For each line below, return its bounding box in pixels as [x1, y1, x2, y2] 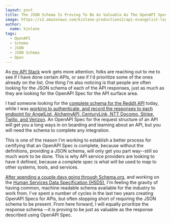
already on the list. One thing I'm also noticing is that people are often [5, 79, 151, 86]
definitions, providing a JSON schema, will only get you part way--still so [5, 148, 158, 154]
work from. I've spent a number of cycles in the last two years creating [5, 190, 154, 197]
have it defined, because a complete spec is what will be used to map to [5, 159, 157, 165]
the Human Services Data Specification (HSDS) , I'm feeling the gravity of [5, 179, 158, 186]
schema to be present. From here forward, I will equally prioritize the [5, 201, 149, 207]
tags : [5, 31, 17, 36]
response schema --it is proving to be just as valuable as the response [5, 207, 153, 213]
